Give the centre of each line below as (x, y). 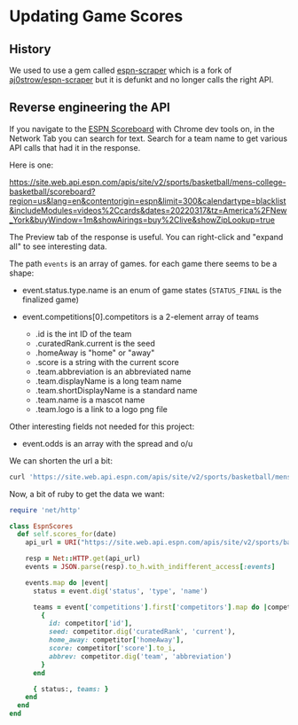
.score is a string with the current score (107, 362)
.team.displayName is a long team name (108, 381)
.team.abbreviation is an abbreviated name (113, 371)
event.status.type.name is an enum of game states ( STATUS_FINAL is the (152, 290)
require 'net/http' (45, 510)
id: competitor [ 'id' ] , (90, 624)
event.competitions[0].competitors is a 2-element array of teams (140, 316)
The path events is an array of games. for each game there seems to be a (143, 263)
